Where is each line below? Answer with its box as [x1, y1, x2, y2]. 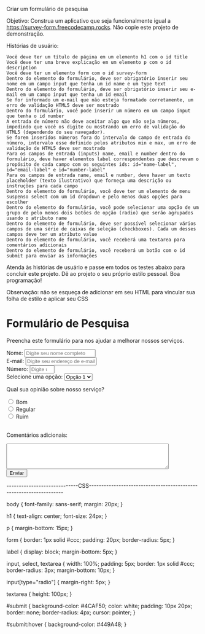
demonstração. [6, 30, 45, 37]
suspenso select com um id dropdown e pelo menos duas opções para [6, 194, 183, 200]
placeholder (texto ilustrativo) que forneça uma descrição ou [6, 178, 172, 184]
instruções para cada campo [6, 183, 79, 189]
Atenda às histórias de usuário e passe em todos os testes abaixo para [6, 264, 185, 271]
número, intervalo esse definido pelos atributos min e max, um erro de [6, 140, 196, 146]
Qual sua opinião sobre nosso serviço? [6, 385, 104, 393]
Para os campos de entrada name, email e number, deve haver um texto [6, 172, 191, 178]
